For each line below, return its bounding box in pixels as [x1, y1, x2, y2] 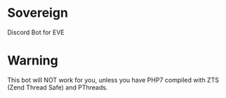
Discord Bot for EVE [7, 28, 65, 36]
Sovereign [7, 5, 69, 21]
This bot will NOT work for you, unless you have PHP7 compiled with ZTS [7, 76, 220, 84]
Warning [7, 52, 58, 69]
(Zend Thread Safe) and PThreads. [7, 83, 108, 92]
